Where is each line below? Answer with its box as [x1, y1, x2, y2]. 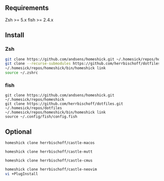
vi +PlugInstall [5, 171, 38, 176]
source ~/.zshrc [5, 70, 38, 75]
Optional [5, 127, 32, 136]
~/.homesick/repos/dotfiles [5, 106, 62, 111]
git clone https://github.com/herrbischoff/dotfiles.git [5, 101, 123, 106]
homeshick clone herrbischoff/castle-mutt [5, 149, 93, 154]
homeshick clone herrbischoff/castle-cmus [5, 158, 93, 163]
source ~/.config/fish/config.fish [5, 114, 78, 119]
